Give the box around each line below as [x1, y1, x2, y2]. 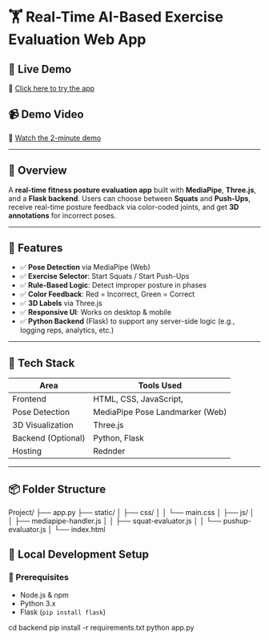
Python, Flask [93, 433, 144, 444]
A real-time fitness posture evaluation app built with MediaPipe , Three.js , [8, 185, 257, 195]
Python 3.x [19, 598, 56, 608]
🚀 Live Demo [8, 62, 72, 76]
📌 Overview [8, 163, 67, 178]
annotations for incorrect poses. [8, 211, 117, 220]
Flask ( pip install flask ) [19, 607, 106, 617]
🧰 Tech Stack [8, 356, 75, 370]
